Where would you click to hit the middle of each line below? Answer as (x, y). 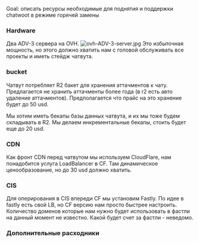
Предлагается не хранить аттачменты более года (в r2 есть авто (89, 91)
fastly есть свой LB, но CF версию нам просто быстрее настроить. (92, 205)
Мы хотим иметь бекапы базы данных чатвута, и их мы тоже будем (93, 116)
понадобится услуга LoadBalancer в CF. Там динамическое (82, 163)
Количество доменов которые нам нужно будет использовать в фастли (98, 211)
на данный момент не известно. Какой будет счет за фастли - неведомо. (100, 218)
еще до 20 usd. (25, 128)
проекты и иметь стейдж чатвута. (50, 56)
